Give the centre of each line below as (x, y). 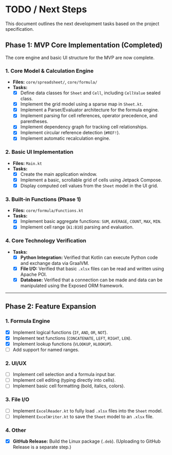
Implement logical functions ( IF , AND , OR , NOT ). (60, 332)
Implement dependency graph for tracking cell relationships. (84, 127)
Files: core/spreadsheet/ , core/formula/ (55, 82)
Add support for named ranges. (46, 349)
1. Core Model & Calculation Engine (49, 71)
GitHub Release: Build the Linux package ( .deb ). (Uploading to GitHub (87, 441)
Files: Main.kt (27, 163)
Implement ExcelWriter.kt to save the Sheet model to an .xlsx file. (83, 417)
